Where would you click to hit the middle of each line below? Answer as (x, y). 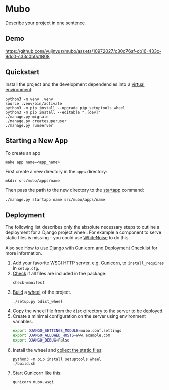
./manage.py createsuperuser (36, 121)
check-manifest (29, 283)
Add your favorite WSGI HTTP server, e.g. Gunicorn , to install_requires (88, 263)
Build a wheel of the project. (42, 292)
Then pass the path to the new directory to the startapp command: (75, 190)
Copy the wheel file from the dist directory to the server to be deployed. (88, 311)
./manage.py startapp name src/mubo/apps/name (55, 200)
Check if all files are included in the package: (59, 274)
